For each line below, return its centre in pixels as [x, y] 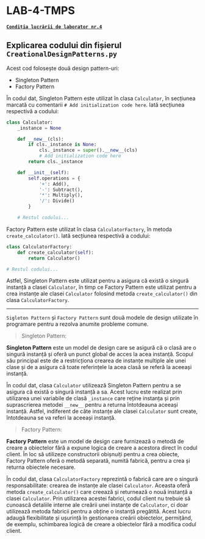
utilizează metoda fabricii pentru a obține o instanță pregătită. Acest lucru [99, 512]
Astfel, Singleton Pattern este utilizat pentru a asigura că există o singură [98, 281]
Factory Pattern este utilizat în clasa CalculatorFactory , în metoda [89, 229]
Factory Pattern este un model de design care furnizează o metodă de [95, 442]
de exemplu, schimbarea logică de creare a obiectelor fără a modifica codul [101, 524]
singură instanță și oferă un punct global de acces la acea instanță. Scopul [100, 354]
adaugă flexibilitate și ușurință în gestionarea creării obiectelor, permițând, [99, 518]
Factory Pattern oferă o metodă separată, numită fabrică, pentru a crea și [98, 461]
